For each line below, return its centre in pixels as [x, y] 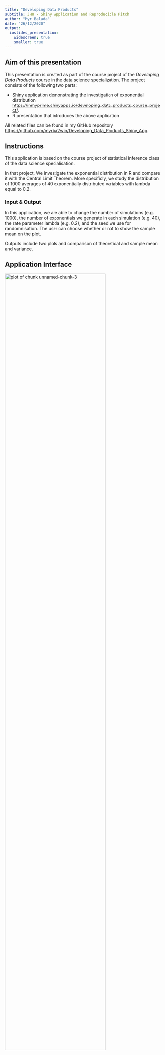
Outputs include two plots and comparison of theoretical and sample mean [81, 243]
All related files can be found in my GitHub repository [59, 125]
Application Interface [39, 264]
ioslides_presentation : [34, 33]
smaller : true [28, 42]
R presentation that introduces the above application [66, 115]
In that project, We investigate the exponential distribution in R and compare [82, 173]
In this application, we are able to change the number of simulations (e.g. [80, 212]
